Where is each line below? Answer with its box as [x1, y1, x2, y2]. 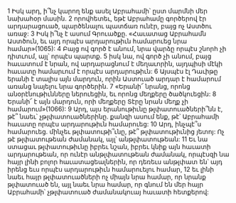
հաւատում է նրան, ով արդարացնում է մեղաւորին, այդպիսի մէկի [7, 60, 222, 67]
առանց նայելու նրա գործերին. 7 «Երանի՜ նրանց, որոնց [7, 82, 191, 90]
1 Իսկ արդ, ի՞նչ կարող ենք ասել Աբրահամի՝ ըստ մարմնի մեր [7, 7, 208, 15]
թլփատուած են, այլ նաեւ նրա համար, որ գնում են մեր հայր [7, 180, 204, 188]
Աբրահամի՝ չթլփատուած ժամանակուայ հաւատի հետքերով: [7, 188, 210, 196]
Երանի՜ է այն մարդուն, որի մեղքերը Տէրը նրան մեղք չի [7, 97, 188, 106]
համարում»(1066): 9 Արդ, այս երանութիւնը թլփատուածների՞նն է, [7, 105, 223, 113]
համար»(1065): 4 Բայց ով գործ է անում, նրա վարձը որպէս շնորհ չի [7, 45, 227, 53]
